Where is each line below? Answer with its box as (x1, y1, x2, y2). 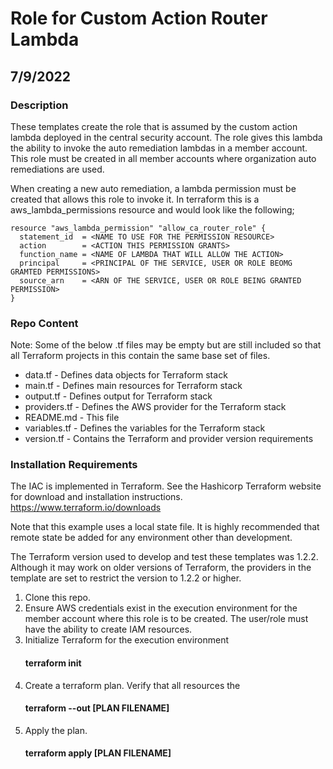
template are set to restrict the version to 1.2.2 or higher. (10, 572, 242, 584)
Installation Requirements (10, 458, 138, 472)
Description (10, 98, 69, 112)
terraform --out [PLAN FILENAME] (24, 702, 170, 714)
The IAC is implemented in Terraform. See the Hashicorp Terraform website (10, 480, 322, 492)
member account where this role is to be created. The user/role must (24, 613, 309, 625)
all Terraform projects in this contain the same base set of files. (10, 350, 271, 362)
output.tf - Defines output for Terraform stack (24, 390, 213, 402)
